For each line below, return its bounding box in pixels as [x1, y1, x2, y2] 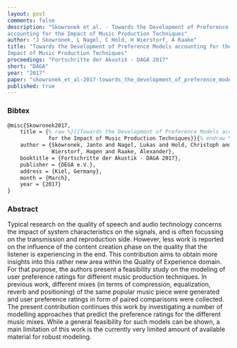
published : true [7, 83, 55, 90]
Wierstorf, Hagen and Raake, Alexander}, [51, 148, 175, 155]
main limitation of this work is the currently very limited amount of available [7, 325, 226, 334]
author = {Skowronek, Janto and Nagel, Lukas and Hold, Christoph [20, 142, 219, 149]
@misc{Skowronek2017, [7, 121, 71, 129]
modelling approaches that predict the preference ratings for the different [7, 310, 221, 318]
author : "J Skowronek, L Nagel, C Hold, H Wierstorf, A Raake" [7, 37, 197, 44]
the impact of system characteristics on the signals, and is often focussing [7, 227, 224, 236]
